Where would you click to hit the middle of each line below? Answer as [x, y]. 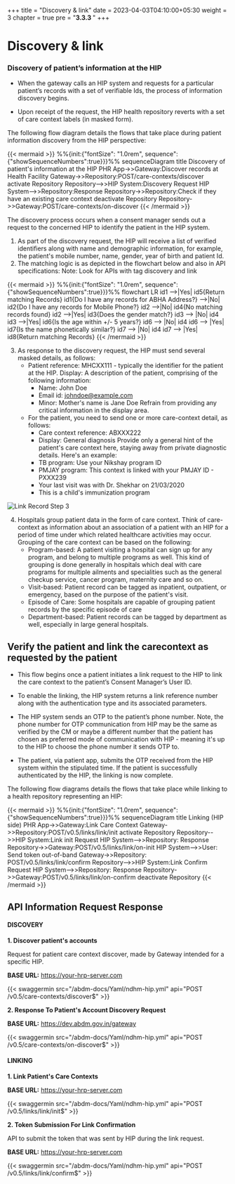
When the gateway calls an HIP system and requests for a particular [115, 83]
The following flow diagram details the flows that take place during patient [114, 133]
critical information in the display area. [94, 410]
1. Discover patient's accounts [52, 940]
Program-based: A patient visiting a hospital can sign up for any [120, 550]
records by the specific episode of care [85, 610]
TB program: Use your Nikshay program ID [100, 463]
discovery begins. [43, 98]
